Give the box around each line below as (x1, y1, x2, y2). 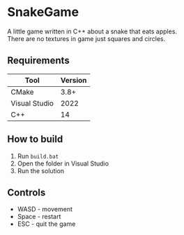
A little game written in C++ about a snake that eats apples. (7, 27, 178, 35)
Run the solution (17, 166, 65, 175)
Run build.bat (17, 152, 59, 160)
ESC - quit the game (17, 220, 76, 228)
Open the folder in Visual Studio (17, 159, 109, 168)
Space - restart (17, 213, 61, 221)
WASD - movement (17, 205, 73, 213)
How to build (7, 133, 63, 145)
